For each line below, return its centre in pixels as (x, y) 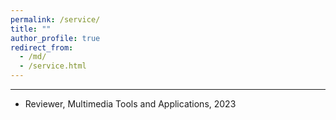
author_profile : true (55, 38)
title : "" (31, 29)
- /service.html (53, 66)
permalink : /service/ (55, 19)
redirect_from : (42, 47)
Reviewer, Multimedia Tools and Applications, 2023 (130, 104)
